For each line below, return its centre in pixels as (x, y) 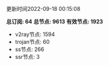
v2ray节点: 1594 (35, 34)
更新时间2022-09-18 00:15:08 (43, 9)
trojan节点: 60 (32, 42)
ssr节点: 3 (27, 57)
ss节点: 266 (30, 49)
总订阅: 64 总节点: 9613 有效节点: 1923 (55, 22)
